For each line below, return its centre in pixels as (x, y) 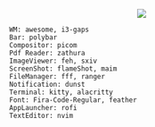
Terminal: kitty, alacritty (61, 92)
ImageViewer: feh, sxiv (53, 61)
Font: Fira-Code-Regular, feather (73, 100)
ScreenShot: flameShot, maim (63, 69)
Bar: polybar (33, 38)
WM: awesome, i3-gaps (49, 30)
